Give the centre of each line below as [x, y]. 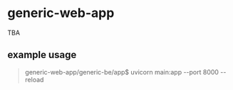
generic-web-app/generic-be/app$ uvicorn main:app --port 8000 [122, 72]
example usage [42, 55]
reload [34, 79]
